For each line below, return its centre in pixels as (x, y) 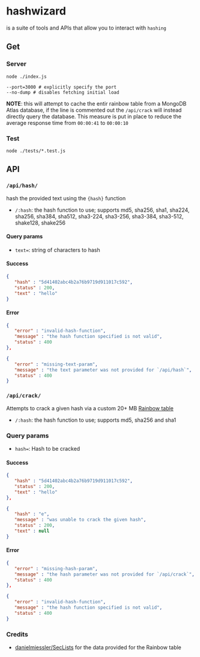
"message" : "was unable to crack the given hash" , (80, 520)
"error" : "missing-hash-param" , (56, 568)
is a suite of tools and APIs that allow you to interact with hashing (86, 28)
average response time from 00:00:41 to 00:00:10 (67, 122)
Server (17, 64)
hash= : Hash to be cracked (47, 448)
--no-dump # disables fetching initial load (63, 92)
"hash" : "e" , (32, 514)
